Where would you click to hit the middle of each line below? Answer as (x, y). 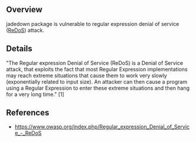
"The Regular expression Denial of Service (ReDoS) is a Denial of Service (95, 63)
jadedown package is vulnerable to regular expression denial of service (93, 24)
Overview (24, 10)
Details (19, 49)
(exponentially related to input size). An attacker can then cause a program (97, 81)
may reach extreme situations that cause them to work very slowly (87, 75)
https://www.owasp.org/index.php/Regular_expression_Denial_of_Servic (102, 127)
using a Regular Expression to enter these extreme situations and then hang (98, 88)
